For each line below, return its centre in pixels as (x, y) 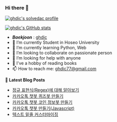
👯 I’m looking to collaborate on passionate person (62, 53)
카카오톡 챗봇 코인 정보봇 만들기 (42, 102)
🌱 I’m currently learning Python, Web (49, 48)
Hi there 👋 (17, 8)
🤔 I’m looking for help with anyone (46, 58)
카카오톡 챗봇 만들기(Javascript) (43, 108)
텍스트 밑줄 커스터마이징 (35, 115)
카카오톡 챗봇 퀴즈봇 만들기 (38, 96)
